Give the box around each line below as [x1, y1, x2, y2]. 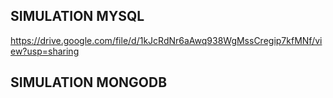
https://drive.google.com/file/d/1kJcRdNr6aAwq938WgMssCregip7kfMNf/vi [10, 34, 323, 46]
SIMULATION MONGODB [10, 74, 168, 91]
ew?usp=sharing [10, 45, 80, 57]
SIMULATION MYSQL [10, 8, 145, 25]
